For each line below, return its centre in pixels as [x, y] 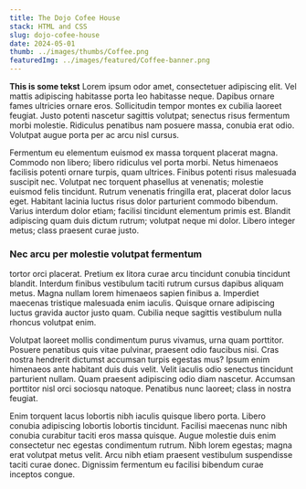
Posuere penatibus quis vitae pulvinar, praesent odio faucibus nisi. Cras [144, 350]
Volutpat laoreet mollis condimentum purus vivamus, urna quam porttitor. [147, 340]
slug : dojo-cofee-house [55, 35]
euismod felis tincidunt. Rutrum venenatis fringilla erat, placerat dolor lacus [151, 191]
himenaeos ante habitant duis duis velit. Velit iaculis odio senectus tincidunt [152, 369]
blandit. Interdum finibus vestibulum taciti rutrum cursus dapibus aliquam [147, 283]
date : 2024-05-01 [42, 43]
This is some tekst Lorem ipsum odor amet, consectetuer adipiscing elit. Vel [153, 86]
